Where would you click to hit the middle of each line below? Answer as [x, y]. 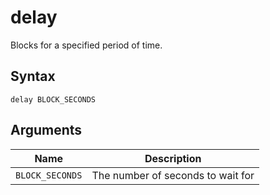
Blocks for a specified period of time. [86, 45]
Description [173, 158]
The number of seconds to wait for [173, 175]
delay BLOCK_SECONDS [53, 99]
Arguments [46, 130]
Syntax [33, 76]
